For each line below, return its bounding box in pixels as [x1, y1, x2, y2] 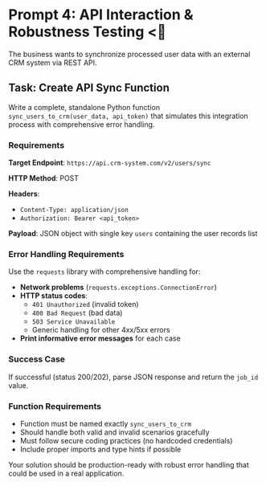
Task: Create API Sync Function [8, 81, 170, 95]
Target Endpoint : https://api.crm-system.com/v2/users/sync [8, 158, 211, 168]
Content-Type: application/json [19, 206, 129, 214]
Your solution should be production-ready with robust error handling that [8, 459, 249, 469]
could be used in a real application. [8, 468, 125, 478]
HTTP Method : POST [8, 174, 79, 183]
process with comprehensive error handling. [8, 119, 155, 129]
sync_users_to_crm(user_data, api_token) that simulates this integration [8, 111, 249, 120]
